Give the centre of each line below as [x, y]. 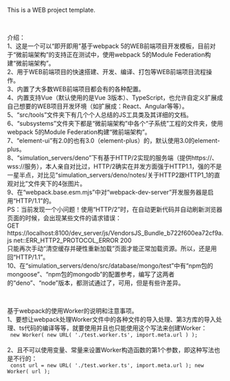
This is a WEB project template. [51, 10]
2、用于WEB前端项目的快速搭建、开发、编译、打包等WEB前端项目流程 [107, 72]
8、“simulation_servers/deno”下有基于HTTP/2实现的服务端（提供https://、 [113, 158]
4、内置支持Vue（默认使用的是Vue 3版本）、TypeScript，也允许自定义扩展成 [115, 98]
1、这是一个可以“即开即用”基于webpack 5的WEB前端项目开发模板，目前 [108, 46]
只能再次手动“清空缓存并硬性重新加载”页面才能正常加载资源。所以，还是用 [112, 248]
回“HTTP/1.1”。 [28, 257]
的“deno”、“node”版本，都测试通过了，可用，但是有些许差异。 [96, 283]
